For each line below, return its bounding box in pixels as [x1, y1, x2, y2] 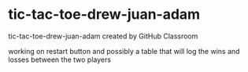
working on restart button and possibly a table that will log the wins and [8, 46, 240, 56]
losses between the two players [8, 55, 112, 64]
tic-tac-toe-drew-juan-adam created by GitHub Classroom [8, 31, 198, 41]
